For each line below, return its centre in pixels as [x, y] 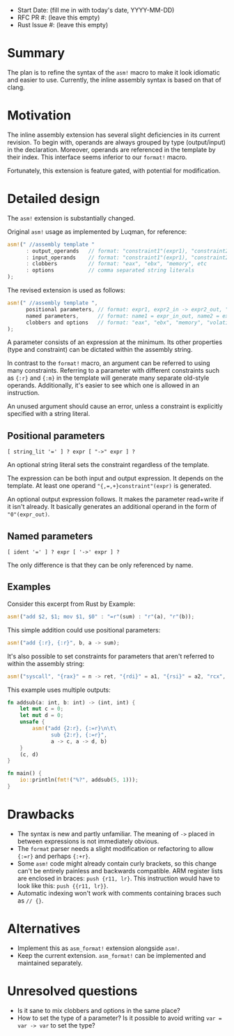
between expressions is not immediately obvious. [88, 841]
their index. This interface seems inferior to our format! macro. [97, 157]
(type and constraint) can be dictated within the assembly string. [100, 350]
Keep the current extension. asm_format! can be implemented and [112, 955]
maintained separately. [50, 963]
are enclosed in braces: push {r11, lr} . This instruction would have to [119, 878]
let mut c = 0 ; [42, 709]
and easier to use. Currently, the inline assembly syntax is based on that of [114, 80]
